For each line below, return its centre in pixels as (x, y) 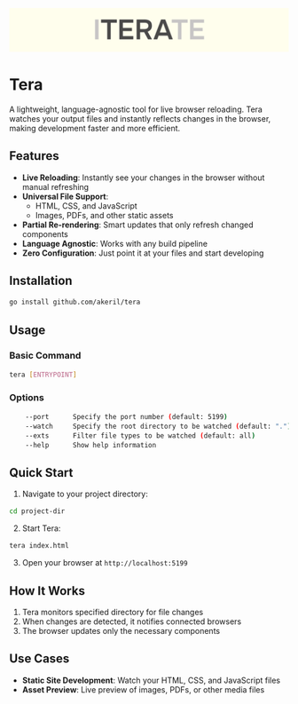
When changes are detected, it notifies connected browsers (132, 621)
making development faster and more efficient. (95, 128)
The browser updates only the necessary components (121, 630)
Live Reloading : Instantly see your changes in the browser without (143, 178)
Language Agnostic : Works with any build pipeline (115, 243)
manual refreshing (55, 186)
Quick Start (41, 473)
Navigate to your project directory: (85, 494)
